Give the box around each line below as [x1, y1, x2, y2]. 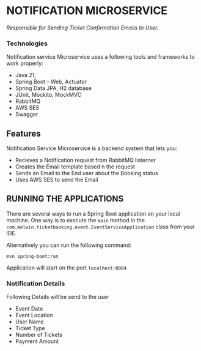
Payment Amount [15, 338, 59, 345]
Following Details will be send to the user [6, 293, 109, 301]
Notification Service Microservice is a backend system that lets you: [6, 145, 178, 152]
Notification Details [6, 279, 65, 288]
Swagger [15, 111, 38, 118]
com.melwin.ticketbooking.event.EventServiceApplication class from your [6, 223, 195, 230]
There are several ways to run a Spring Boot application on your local [6, 209, 180, 217]
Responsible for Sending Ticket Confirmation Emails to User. [6, 24, 159, 31]
